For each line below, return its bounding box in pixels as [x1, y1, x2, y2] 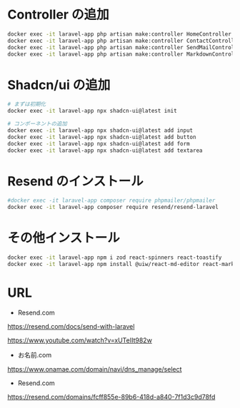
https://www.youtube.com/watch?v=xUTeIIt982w [7, 336, 152, 345]
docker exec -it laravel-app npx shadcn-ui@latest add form [7, 140, 191, 147]
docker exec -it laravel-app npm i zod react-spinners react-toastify [7, 254, 222, 261]
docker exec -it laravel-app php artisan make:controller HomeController [7, 30, 232, 38]
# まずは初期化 [7, 101, 46, 108]
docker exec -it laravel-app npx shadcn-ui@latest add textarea [7, 147, 203, 154]
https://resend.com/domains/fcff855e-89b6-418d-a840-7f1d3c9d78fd [7, 392, 216, 401]
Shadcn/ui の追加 [7, 76, 111, 93]
